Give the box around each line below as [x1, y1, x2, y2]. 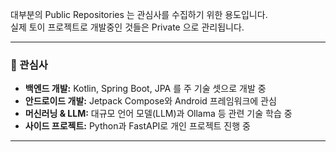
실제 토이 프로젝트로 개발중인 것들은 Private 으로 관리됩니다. [10, 21, 245, 33]
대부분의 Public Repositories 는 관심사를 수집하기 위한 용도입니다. [10, 9, 268, 20]
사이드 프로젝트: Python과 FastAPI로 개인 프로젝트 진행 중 [24, 120, 251, 132]
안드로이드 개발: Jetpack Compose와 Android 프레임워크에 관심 [24, 95, 277, 107]
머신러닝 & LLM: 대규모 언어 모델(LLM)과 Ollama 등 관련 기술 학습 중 [24, 108, 293, 120]
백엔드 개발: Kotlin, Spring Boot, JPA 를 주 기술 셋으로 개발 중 [24, 83, 267, 95]
